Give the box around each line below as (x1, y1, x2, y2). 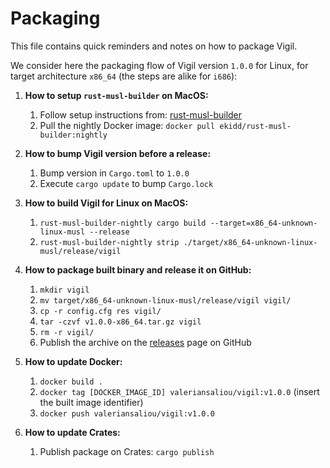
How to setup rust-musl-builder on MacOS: (24, 89, 209, 101)
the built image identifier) (39, 396, 144, 408)
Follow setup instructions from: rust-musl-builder (39, 108, 243, 121)
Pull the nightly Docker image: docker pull (39, 119, 216, 131)
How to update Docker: (24, 355, 123, 367)
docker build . (39, 377, 103, 387)
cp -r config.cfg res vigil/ (39, 306, 162, 316)
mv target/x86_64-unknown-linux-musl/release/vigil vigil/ (39, 295, 292, 306)
